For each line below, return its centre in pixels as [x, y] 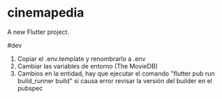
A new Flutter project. [38, 32]
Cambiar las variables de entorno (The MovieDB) [88, 66]
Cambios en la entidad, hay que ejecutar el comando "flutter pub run [116, 73]
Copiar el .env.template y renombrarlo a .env [81, 58]
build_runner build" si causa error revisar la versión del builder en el [115, 80]
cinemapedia [46, 13]
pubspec [30, 88]
